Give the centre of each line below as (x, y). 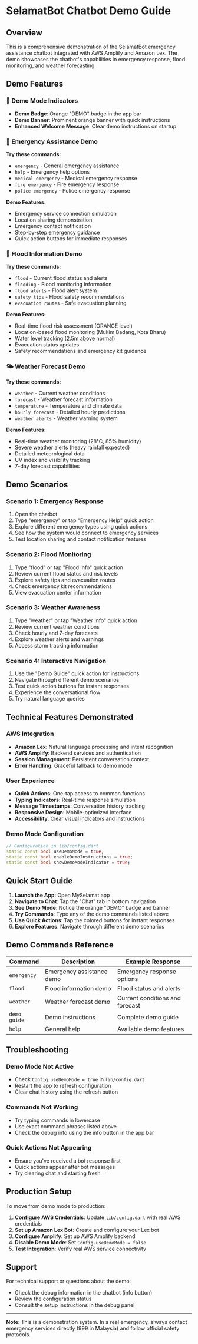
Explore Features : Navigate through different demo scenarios (90, 926)
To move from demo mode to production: (56, 1206)
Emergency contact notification (53, 226)
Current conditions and (149, 998)
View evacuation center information (58, 592)
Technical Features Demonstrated (70, 717)
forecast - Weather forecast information (64, 399)
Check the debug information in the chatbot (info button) (83, 1293)
